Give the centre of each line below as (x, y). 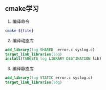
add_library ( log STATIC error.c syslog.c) (49, 78)
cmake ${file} (20, 31)
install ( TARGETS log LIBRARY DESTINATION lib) (53, 59)
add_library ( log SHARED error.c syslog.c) (50, 50)
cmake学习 (22, 9)
